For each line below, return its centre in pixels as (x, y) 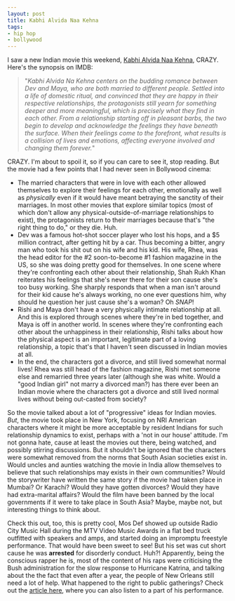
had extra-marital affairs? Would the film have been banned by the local (111, 495)
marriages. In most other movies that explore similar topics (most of (115, 205)
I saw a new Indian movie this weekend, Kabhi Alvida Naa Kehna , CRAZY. (113, 60)
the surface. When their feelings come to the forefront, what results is (125, 133)
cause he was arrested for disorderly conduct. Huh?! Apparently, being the (116, 553)
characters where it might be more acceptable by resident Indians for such (115, 428)
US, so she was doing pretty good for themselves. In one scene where (119, 265)
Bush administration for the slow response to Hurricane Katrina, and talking (116, 568)
